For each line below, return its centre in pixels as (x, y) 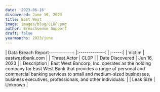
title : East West (24, 19)
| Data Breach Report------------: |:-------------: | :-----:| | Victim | (75, 52)
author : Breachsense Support (36, 29)
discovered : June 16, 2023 (34, 15)
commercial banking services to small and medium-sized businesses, (78, 74)
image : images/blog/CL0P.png (36, 24)
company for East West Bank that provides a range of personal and (75, 68)
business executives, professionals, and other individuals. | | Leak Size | (80, 79)
